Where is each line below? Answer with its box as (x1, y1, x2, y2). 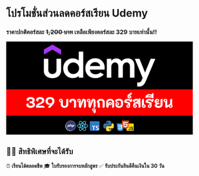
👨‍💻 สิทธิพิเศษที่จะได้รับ (6, 146, 73, 157)
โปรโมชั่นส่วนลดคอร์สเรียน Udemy (6, 6, 148, 20)
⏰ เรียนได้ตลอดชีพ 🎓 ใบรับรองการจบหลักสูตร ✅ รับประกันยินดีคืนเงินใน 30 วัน (6, 162, 165, 170)
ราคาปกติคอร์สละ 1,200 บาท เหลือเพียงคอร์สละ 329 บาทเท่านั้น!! (6, 28, 158, 36)
